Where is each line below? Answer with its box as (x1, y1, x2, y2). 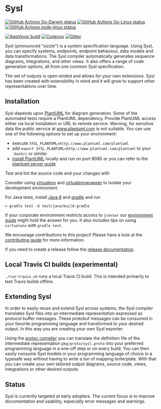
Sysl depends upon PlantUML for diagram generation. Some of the (5, 110, 138, 116)
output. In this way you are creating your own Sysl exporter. (5, 326, 124, 332)
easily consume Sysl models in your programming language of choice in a (5, 351, 152, 357)
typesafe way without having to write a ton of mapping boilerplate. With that (5, 356, 156, 362)
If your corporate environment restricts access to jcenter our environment (5, 212, 153, 218)
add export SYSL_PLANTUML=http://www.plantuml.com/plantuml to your (12, 145, 151, 151)
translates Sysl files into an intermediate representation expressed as (5, 311, 143, 316)
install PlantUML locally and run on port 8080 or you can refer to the (12, 156, 148, 162)
